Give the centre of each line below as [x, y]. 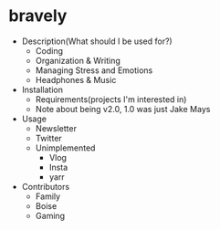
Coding [49, 50]
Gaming [50, 215]
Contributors [46, 186]
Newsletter [56, 128]
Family [48, 196]
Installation [42, 89]
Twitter [49, 138]
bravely [38, 16]
